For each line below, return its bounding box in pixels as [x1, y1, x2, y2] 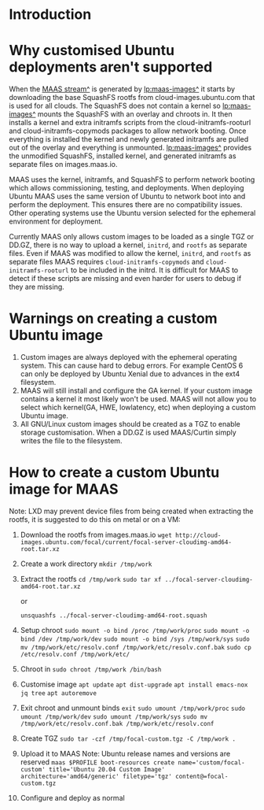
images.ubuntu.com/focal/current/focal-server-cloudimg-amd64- [20, 538, 233, 546]
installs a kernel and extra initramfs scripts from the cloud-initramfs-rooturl [9, 118, 251, 128]
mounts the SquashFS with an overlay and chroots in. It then [37, 109, 233, 119]
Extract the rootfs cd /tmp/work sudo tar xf [20, 575, 162, 583]
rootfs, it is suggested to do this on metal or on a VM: [9, 515, 181, 524]
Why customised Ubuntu [9, 42, 175, 60]
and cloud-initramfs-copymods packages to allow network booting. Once [9, 126, 247, 135]
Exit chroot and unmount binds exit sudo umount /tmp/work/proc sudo [20, 703, 246, 712]
